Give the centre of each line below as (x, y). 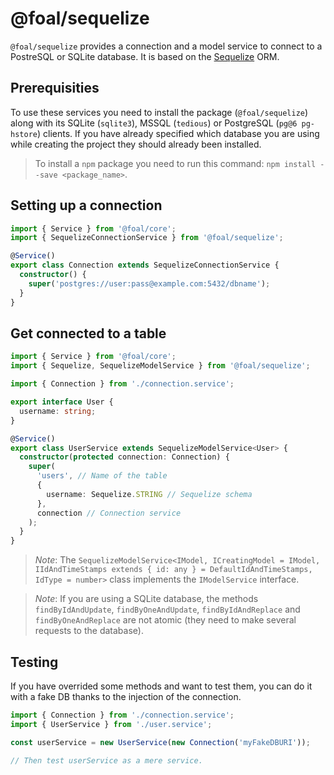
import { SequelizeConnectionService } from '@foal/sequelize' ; (147, 238)
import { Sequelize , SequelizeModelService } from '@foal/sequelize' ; (160, 366)
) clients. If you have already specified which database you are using (178, 133)
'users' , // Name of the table (102, 476)
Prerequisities (55, 88)
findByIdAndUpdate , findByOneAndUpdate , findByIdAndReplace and (167, 609)
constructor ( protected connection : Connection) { (124, 457)
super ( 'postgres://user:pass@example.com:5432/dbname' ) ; (149, 283)
